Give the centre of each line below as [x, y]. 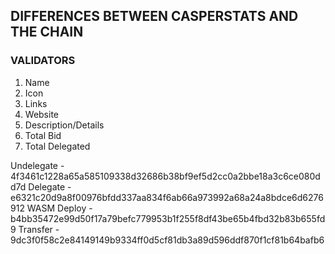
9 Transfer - [35, 229]
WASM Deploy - [59, 208]
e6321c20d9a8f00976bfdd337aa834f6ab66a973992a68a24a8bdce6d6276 [167, 197]
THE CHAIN [47, 32]
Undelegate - [37, 165]
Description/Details [64, 125]
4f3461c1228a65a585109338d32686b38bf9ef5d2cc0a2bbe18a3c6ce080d [165, 176]
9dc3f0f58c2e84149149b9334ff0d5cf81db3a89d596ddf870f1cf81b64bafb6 [167, 240]
